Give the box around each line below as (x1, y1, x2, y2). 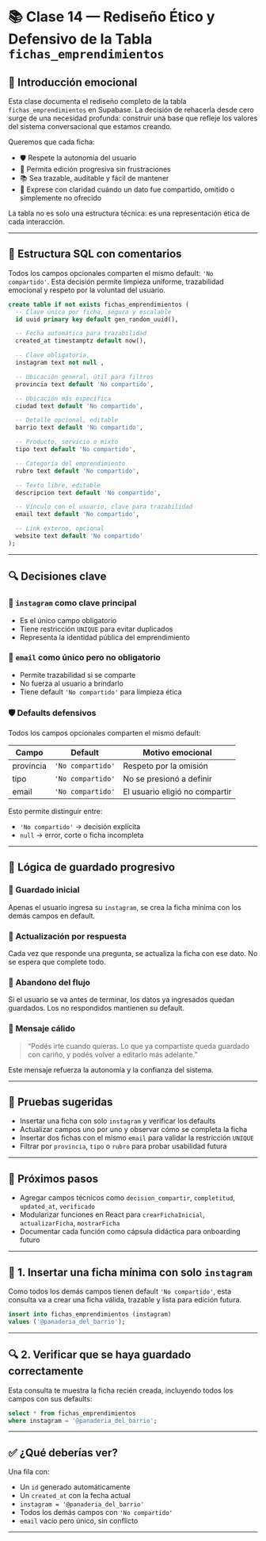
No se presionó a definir (122, 774, 212, 785)
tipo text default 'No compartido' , (15, 445, 136, 453)
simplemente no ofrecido (19, 193, 101, 202)
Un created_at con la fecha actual (19, 1491, 131, 1501)
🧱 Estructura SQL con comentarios (8, 247, 182, 261)
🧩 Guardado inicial (8, 885, 80, 896)
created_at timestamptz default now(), (15, 337, 147, 345)
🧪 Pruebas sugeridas (8, 1096, 113, 1109)
